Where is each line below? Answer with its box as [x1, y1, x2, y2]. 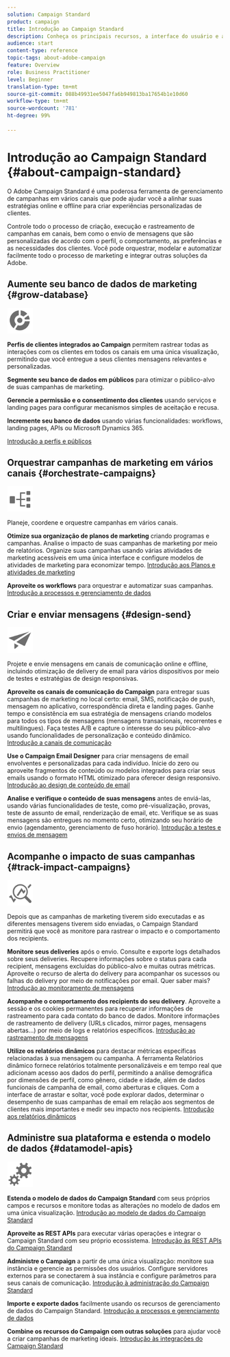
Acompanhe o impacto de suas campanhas [7, 850, 196, 862]
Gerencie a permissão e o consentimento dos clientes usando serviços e [7, 396, 217, 404]
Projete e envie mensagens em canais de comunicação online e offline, [7, 660, 208, 668]
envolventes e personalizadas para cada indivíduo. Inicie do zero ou [7, 759, 199, 767]
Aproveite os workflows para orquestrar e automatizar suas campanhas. [7, 582, 214, 590]
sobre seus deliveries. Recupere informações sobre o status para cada [7, 954, 207, 962]
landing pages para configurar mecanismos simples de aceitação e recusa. [7, 403, 219, 411]
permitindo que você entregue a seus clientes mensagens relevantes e [7, 355, 207, 363]
